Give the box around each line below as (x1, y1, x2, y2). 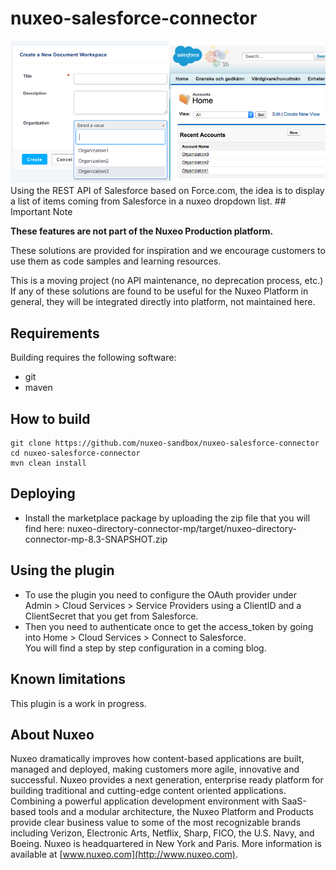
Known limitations (10, 671, 126, 688)
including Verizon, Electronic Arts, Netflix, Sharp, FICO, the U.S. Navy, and (10, 827, 315, 839)
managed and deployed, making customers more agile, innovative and (10, 763, 300, 776)
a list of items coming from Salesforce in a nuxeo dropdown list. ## (10, 195, 287, 207)
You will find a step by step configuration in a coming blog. (24, 642, 267, 654)
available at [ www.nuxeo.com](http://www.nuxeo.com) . (10, 848, 239, 861)
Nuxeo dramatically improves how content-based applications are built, (10, 753, 305, 765)
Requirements (10, 325, 100, 342)
